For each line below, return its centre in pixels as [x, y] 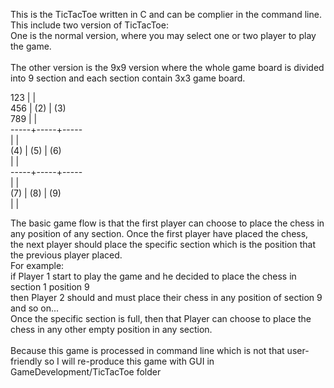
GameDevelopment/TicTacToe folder [86, 372]
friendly [26, 361]
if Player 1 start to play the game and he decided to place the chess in [153, 276]
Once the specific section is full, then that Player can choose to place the [161, 318]
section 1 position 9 [50, 287]
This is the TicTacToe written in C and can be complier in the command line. [166, 14]
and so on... [35, 308]
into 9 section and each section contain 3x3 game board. [128, 78]
